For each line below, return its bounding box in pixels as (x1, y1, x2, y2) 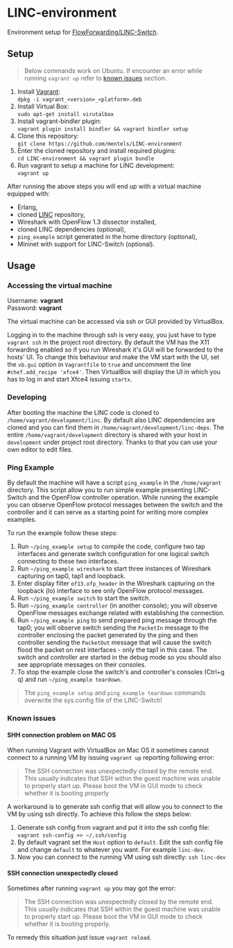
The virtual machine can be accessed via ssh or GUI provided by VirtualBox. (7, 318, 225, 326)
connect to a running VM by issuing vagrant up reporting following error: (7, 753, 215, 762)
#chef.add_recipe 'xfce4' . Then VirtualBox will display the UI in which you (7, 368, 221, 376)
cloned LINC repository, (17, 210, 85, 218)
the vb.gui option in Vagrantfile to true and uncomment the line (7, 360, 192, 369)
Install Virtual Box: (17, 102, 69, 111)
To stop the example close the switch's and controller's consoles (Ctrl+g (17, 668, 225, 676)
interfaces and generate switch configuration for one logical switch (17, 550, 209, 558)
